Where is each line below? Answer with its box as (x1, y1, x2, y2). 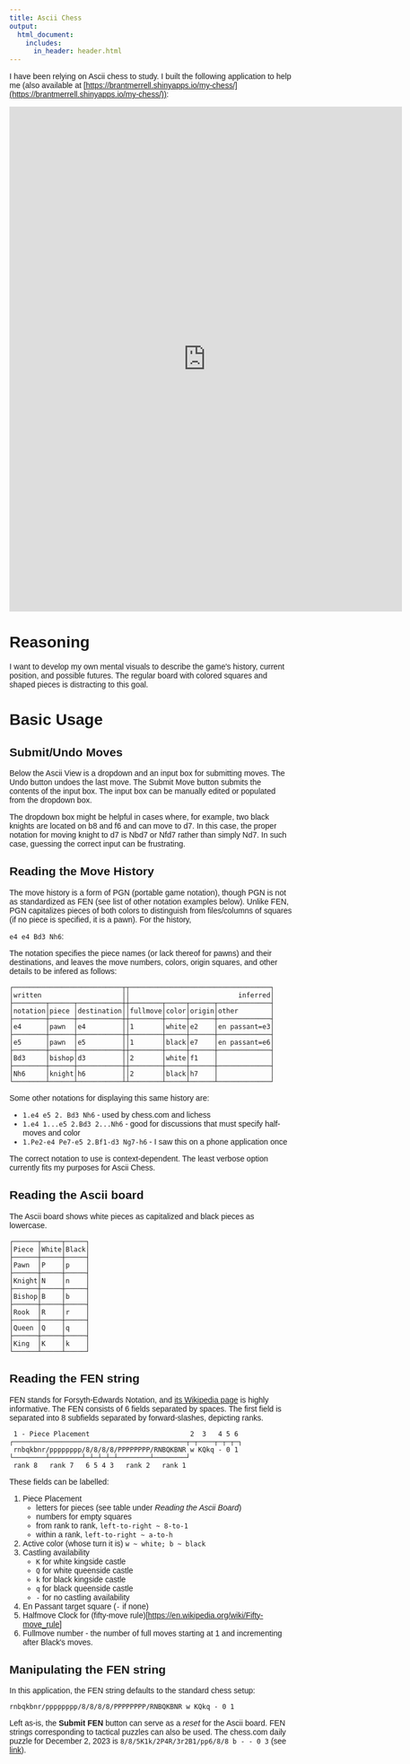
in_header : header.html (32, 47, 123, 56)
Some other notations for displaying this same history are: (9, 1093, 210, 1103)
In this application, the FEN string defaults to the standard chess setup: (9, 1686, 256, 1696)
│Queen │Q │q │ (9, 1323, 91, 1332)
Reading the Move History (9, 864, 154, 879)
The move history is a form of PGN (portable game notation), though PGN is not (9, 887, 287, 898)
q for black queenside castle (35, 1583, 134, 1593)
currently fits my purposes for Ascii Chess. (9, 1163, 155, 1172)
